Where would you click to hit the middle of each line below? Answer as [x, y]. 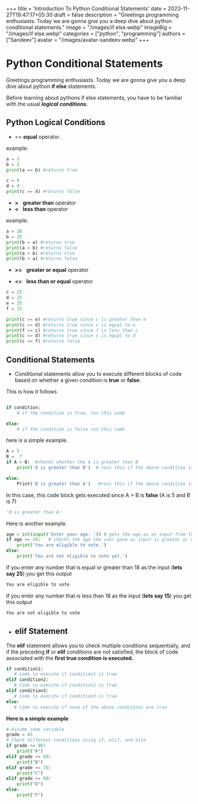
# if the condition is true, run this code [71, 413]
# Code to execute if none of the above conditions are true [90, 707]
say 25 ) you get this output [39, 573]
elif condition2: [27, 680]
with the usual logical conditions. [47, 104]
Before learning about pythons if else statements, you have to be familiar [94, 97]
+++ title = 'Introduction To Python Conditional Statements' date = [86, 9]
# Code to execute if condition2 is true [65, 685]
